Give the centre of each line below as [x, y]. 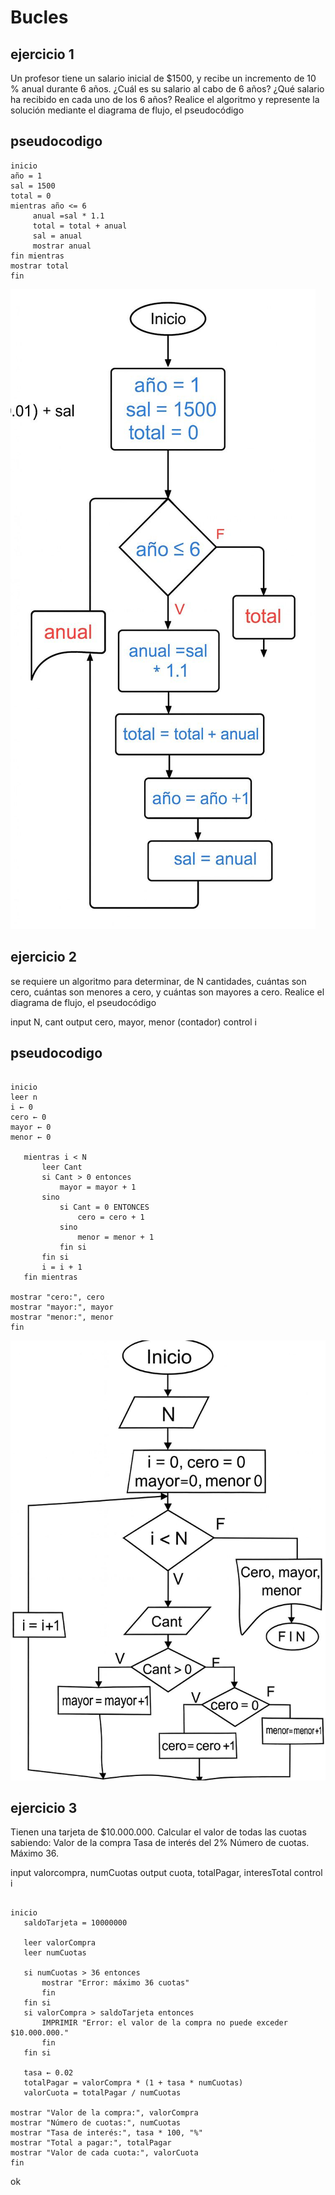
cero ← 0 [28, 1117]
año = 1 [26, 176]
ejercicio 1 [42, 54]
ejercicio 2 [43, 957]
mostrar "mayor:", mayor [62, 1307]
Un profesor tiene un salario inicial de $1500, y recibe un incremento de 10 [163, 78]
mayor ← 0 [31, 1127]
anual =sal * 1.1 [68, 216]
